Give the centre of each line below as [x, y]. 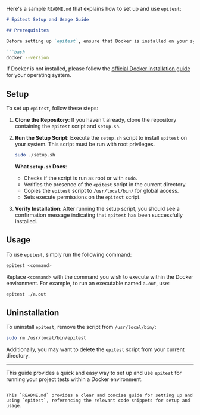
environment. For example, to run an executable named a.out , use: [88, 283]
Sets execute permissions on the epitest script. [82, 197]
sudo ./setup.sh [35, 155]
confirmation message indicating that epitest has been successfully [99, 215]
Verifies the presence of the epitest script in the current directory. [105, 185]
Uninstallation [33, 313]
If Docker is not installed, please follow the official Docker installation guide [98, 69]
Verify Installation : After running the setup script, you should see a [97, 209]
